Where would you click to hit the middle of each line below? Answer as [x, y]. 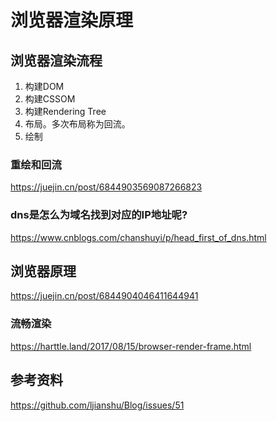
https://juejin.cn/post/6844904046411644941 [104, 296]
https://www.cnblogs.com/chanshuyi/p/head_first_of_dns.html [138, 237]
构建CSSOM [50, 99]
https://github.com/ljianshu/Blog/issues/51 [97, 405]
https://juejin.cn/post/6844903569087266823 [106, 187]
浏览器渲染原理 [72, 20]
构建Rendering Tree [65, 111]
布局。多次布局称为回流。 [77, 124]
